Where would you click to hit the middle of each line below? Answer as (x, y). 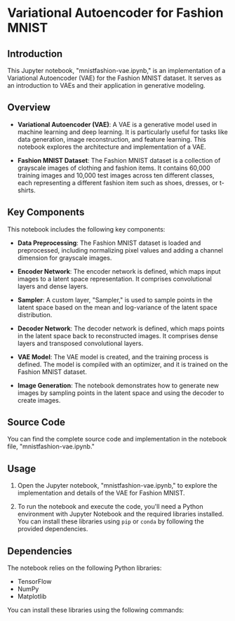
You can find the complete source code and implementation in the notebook (117, 439)
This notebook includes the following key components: (86, 229)
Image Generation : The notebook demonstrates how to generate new (118, 385)
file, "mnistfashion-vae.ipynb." (51, 446)
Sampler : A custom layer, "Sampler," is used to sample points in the (115, 300)
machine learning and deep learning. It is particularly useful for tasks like (122, 132)
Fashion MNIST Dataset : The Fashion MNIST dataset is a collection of (119, 160)
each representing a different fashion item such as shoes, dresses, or (118, 182)
